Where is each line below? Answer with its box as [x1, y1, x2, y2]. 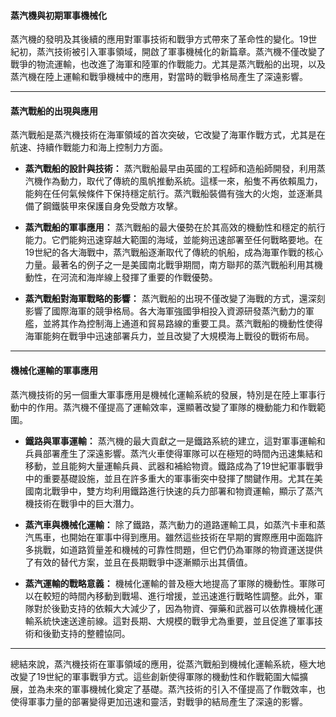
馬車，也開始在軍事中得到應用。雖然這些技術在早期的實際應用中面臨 [33, 531, 315, 543]
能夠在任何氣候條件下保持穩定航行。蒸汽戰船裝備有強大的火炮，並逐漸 [24, 188, 315, 200]
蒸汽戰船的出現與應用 [10, 105, 98, 117]
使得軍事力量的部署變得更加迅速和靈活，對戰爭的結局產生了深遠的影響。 [10, 695, 308, 707]
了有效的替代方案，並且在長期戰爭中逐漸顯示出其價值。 [24, 556, 253, 568]
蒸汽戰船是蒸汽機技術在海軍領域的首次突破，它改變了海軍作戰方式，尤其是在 [10, 129, 326, 141]
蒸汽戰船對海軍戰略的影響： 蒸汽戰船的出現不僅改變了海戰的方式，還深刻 [24, 293, 326, 305]
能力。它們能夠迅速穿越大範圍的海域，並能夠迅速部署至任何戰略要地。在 [24, 234, 323, 246]
